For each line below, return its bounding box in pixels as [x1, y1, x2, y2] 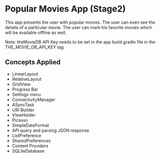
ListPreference [12, 132, 42, 138]
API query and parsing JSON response [12, 127, 89, 133]
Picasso [12, 117, 28, 123]
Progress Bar [12, 86, 38, 92]
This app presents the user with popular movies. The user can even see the [5, 19, 156, 25]
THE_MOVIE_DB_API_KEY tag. [5, 44, 65, 50]
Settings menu [12, 91, 41, 97]
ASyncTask [12, 101, 35, 107]
